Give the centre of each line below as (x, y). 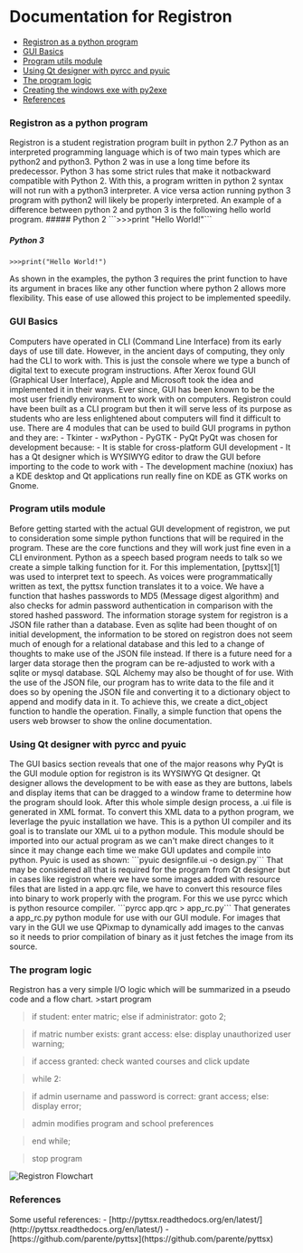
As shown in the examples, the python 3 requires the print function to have (148, 279)
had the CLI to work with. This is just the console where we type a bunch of (150, 360)
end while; (51, 1141)
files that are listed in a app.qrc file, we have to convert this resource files (146, 889)
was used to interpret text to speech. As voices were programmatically (141, 576)
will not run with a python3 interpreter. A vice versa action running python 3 (150, 191)
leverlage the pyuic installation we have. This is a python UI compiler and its (151, 821)
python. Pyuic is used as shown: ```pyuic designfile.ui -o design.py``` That (147, 860)
